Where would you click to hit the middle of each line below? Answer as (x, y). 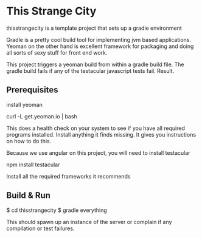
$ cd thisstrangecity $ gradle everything (57, 210)
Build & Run (28, 195)
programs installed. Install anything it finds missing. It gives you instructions (101, 134)
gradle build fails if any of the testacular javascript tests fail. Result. (90, 70)
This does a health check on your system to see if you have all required (96, 128)
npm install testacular (33, 165)
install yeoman (24, 104)
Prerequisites (32, 90)
